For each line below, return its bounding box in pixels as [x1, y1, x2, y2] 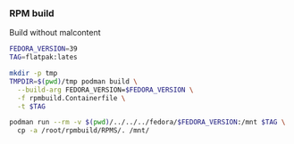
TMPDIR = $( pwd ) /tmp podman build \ [9, 76, 139, 86]
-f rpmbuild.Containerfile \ [17, 93, 126, 102]
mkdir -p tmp [9, 69, 58, 78]
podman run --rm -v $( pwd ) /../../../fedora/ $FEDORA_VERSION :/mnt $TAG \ [9, 118, 286, 127]
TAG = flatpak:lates [9, 52, 78, 62]
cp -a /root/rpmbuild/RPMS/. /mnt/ [17, 126, 150, 135]
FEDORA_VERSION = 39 [9, 44, 78, 53]
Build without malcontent [9, 28, 101, 38]
